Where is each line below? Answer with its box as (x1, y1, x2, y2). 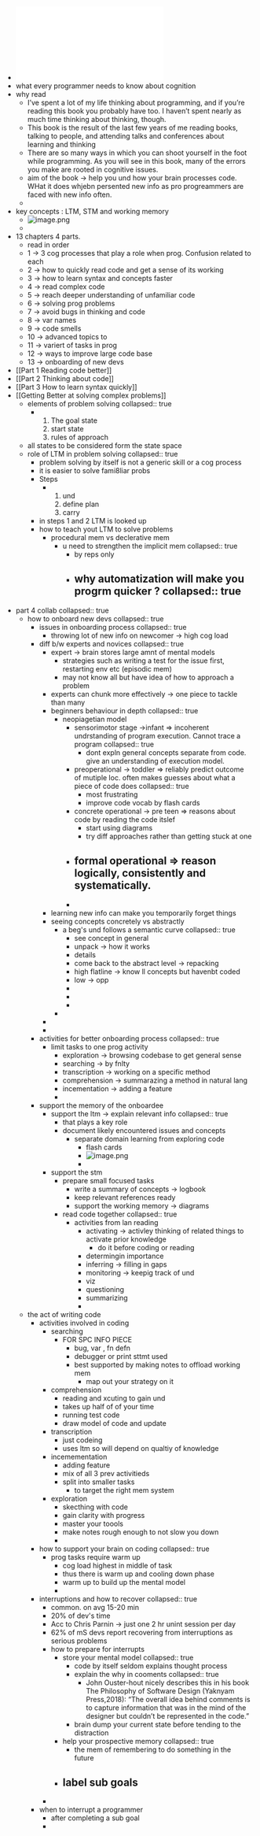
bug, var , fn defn (74, 1343, 131, 1353)
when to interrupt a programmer (38, 1805, 144, 1815)
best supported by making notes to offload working (74, 1360, 241, 1369)
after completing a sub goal (50, 1813, 140, 1823)
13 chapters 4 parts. (15, 231, 81, 241)
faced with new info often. (27, 190, 112, 199)
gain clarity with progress (62, 1510, 145, 1520)
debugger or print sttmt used (74, 1351, 168, 1360)
